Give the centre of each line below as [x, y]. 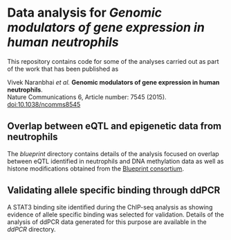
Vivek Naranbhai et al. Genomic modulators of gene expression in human [113, 82]
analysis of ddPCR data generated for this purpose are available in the [107, 222]
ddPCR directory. [32, 229]
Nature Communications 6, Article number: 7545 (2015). [87, 97]
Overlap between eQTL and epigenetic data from [114, 126]
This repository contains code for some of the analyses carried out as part [113, 61]
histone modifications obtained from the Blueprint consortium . [96, 169]
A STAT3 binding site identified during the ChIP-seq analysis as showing [110, 207]
